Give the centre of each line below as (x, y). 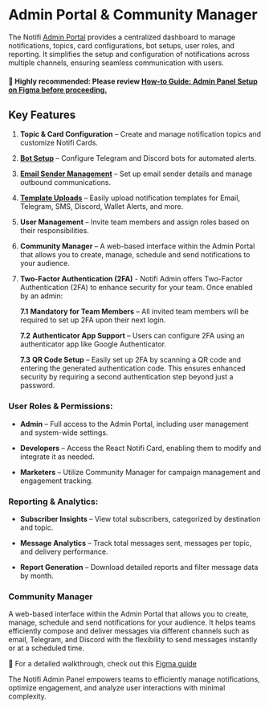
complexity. (27, 696)
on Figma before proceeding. (58, 89)
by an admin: (41, 296)
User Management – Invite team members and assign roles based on (134, 222)
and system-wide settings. (64, 432)
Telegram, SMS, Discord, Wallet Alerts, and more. (102, 207)
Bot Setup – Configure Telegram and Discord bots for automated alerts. (138, 158)
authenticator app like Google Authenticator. (93, 344)
